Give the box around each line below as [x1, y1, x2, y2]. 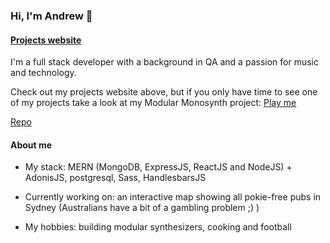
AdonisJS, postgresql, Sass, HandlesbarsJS [24, 172, 207, 184]
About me [10, 139, 53, 151]
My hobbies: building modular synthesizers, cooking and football [24, 221, 292, 233]
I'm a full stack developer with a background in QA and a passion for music [10, 56, 319, 68]
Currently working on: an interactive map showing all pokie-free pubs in [24, 191, 322, 203]
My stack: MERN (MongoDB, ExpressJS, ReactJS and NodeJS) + [24, 161, 293, 173]
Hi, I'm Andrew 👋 [10, 9, 93, 23]
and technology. [10, 67, 77, 79]
